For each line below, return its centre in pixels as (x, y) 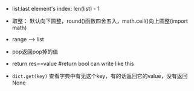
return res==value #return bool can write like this (73, 63)
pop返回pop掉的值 (35, 51)
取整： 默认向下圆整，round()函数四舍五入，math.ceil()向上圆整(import (100, 21)
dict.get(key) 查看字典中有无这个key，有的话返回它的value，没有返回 (100, 76)
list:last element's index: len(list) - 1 (56, 9)
